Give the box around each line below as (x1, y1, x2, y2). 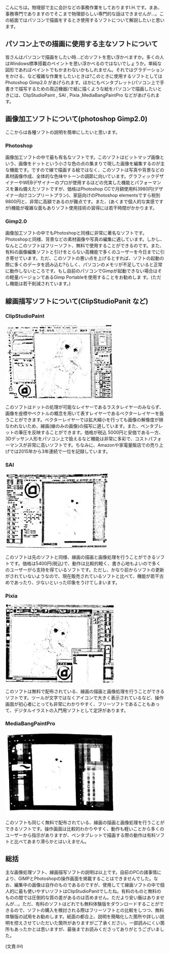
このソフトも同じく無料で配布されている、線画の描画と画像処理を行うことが (5, 819, 165, 825)
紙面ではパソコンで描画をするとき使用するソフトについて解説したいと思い (9, 17, 165, 23)
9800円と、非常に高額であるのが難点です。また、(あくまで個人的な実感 (5, 198, 155, 204)
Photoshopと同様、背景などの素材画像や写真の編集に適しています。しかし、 (5, 236, 165, 242)
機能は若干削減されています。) (9, 281, 71, 287)
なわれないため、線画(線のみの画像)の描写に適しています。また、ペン (5, 423, 150, 429)
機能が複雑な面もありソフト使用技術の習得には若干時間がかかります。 (11, 205, 157, 211)
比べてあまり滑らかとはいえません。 (14, 838, 90, 845)
